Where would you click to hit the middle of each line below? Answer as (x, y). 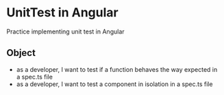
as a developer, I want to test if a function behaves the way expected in (117, 69)
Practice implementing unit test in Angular (65, 31)
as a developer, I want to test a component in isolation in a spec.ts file (114, 84)
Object (21, 53)
